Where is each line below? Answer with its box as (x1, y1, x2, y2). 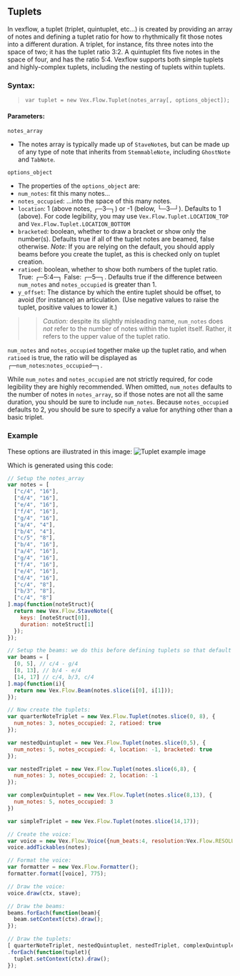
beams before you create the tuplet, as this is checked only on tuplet (17, 250, 220, 259)
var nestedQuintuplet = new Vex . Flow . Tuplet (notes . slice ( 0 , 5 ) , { (7, 739, 206, 746)
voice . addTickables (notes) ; (7, 844, 91, 851)
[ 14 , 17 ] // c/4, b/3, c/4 (14, 673, 94, 681)
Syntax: (7, 80, 36, 90)
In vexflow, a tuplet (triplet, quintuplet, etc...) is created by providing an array (7, 24, 233, 33)
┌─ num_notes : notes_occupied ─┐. (7, 361, 103, 370)
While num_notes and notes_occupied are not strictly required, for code (7, 375, 213, 384)
